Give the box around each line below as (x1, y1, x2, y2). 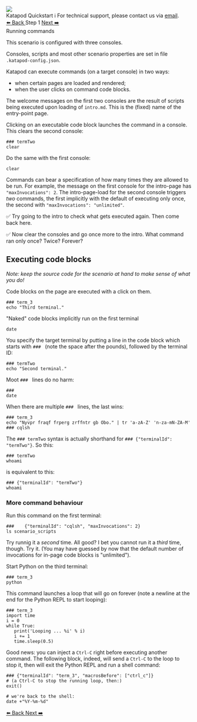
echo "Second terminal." (6, 365, 67, 371)
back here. (6, 220, 32, 226)
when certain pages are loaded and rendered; (14, 80, 126, 86)
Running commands (6, 28, 55, 34)
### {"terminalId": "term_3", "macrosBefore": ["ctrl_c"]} (6, 673, 154, 679)
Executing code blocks (6, 254, 92, 264)
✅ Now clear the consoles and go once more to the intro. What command (6, 231, 184, 238)
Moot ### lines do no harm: (6, 376, 75, 383)
